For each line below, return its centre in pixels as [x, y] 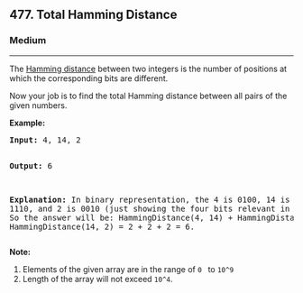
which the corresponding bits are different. [89, 78]
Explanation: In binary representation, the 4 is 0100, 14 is [150, 199]
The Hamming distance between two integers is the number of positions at [148, 69]
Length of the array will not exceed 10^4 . [97, 279]
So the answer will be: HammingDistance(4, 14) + [121, 217]
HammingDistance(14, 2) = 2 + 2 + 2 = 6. [102, 226]
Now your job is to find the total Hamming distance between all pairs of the [148, 96]
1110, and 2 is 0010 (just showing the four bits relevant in [150, 208]
